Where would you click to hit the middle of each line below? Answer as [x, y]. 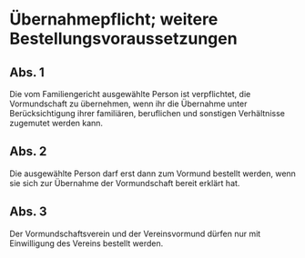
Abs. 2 [28, 151]
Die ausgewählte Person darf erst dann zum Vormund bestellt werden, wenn [152, 174]
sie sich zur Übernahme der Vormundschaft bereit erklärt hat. [125, 183]
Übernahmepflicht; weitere [114, 20]
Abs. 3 [28, 212]
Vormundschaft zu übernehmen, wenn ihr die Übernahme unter [128, 104]
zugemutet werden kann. [56, 123]
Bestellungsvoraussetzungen [124, 39]
